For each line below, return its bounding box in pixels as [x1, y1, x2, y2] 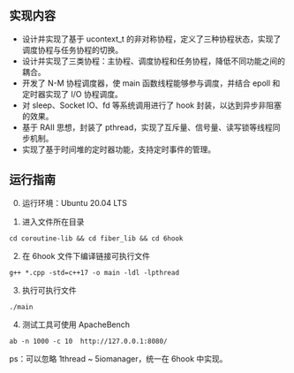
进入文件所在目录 [21, 216, 85, 227]
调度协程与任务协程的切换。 [21, 44, 124, 55]
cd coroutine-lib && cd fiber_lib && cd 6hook [9, 233, 184, 243]
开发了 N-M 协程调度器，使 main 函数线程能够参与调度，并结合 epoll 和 [21, 78, 281, 88]
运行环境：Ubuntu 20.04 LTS [21, 197, 128, 208]
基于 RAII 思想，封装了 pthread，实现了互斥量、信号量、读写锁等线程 [21, 122, 273, 133]
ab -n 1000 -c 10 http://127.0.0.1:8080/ [9, 337, 168, 346]
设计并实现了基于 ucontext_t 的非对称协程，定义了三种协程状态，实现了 [21, 34, 282, 44]
